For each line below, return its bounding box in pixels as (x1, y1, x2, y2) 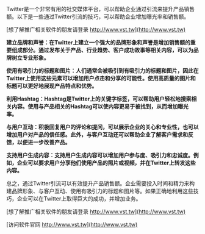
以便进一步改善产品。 (16, 139, 71, 146)
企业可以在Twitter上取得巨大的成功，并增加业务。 (16, 195, 142, 202)
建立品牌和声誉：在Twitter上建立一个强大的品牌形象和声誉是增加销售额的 (6, 39, 191, 46)
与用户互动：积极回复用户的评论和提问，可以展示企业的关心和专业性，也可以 (6, 124, 199, 130)
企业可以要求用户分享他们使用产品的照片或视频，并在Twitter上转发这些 (16, 159, 196, 166)
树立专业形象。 (11, 54, 49, 61)
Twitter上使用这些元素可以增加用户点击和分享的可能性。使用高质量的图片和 (6, 75, 196, 82)
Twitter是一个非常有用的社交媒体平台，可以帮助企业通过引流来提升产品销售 (6, 5, 195, 12)
